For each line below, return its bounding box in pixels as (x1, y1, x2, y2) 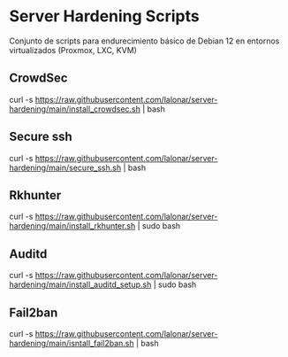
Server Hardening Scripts (9, 6, 201, 27)
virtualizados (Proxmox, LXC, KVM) (9, 44, 137, 55)
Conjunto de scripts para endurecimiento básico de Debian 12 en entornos (9, 35, 280, 46)
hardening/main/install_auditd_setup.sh (9, 279, 152, 290)
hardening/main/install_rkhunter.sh (9, 221, 136, 231)
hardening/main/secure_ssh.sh (9, 162, 122, 173)
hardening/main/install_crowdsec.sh (9, 104, 141, 114)
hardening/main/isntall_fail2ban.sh (9, 338, 134, 348)
